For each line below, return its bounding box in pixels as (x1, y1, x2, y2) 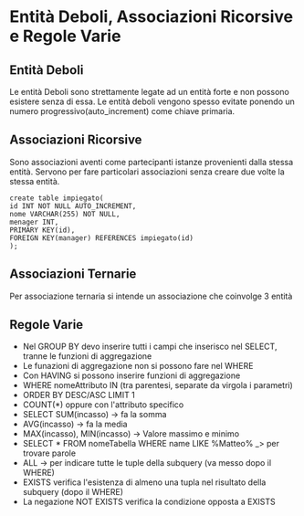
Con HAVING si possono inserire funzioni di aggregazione (22, 370, 241, 381)
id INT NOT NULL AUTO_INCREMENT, (9, 201, 137, 211)
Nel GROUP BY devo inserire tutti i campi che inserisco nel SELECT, (22, 341, 278, 353)
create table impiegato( (9, 194, 104, 203)
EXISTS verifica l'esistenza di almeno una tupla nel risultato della (22, 477, 267, 488)
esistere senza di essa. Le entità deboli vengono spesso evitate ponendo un (9, 96, 295, 107)
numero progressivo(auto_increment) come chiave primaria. (9, 106, 236, 116)
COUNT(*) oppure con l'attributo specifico (22, 399, 184, 410)
